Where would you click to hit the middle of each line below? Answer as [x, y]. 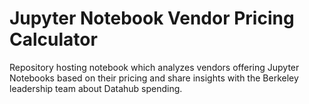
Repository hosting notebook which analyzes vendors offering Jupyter [154, 67]
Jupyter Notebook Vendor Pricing [152, 18]
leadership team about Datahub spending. [96, 88]
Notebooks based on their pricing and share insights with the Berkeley [154, 78]
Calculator [53, 39]
